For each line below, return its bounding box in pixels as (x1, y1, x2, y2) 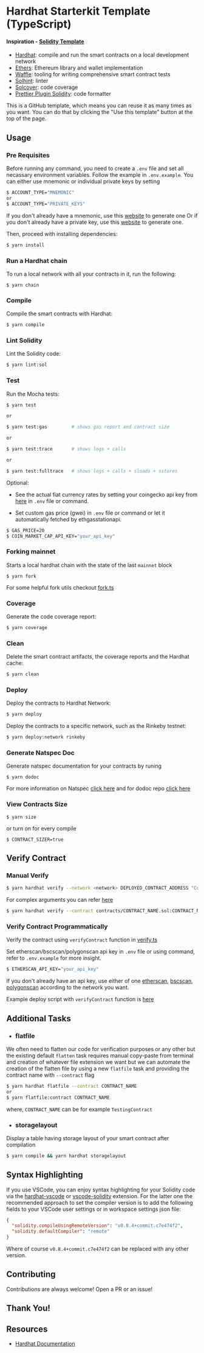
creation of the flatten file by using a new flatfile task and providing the (6, 1065, 189, 1072)
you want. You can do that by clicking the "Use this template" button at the (6, 109, 193, 116)
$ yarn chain (6, 282, 39, 288)
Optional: (6, 479, 29, 486)
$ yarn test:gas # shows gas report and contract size (6, 424, 170, 430)
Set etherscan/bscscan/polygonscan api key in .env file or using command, (6, 948, 195, 955)
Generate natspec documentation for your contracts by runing (6, 762, 162, 769)
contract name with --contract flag (6, 1071, 95, 1079)
